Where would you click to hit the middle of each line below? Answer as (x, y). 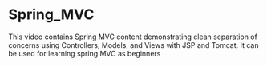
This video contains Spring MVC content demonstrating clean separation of (133, 37)
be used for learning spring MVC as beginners (85, 53)
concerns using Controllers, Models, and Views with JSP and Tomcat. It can (133, 45)
